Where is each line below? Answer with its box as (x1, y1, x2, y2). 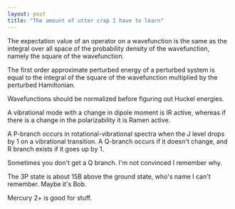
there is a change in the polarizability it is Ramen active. (7, 115, 171, 124)
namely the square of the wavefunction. (7, 51, 125, 60)
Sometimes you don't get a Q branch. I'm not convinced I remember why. (7, 158, 222, 167)
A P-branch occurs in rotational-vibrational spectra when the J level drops (7, 129, 225, 138)
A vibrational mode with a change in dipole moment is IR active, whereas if (7, 108, 226, 117)
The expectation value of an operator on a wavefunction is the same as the (7, 36, 228, 45)
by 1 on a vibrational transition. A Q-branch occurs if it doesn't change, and (7, 136, 228, 146)
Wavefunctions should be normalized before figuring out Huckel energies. (7, 94, 224, 103)
